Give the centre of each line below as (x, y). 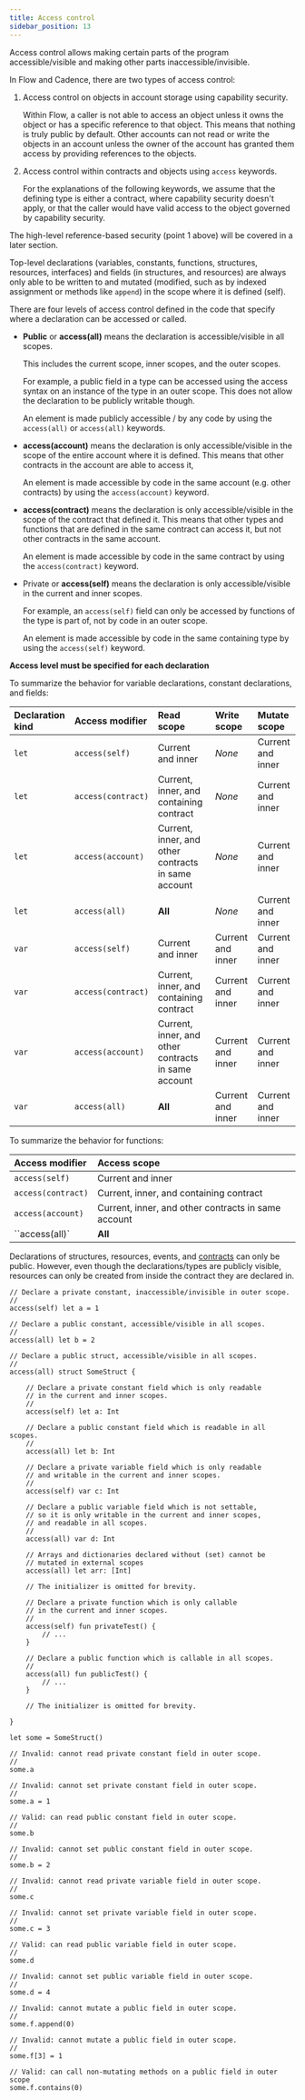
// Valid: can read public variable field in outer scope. (123, 1945)
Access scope (128, 1163)
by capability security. (64, 217)
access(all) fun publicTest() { (87, 1674)
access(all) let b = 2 (52, 1340)
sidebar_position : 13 (50, 26)
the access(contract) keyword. (80, 565)
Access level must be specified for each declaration (109, 665)
